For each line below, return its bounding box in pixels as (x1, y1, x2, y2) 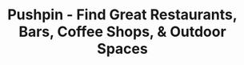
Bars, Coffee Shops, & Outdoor (18, 22, 226, 41)
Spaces (97, 40, 148, 58)
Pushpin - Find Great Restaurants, (7, 6, 238, 24)
